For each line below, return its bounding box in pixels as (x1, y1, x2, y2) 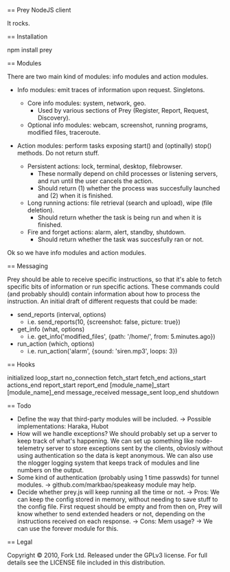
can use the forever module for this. (16, 525, 119, 532)
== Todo (7, 401, 32, 410)
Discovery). (37, 113, 71, 122)
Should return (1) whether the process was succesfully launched (37, 184, 220, 192)
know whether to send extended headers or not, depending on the (16, 510, 206, 518)
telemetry (16, 444, 45, 452)
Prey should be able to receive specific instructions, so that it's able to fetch (7, 275, 222, 283)
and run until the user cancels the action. (37, 177, 154, 185)
